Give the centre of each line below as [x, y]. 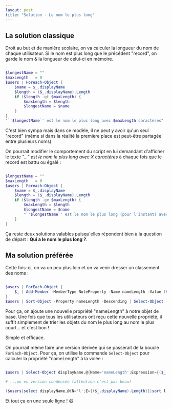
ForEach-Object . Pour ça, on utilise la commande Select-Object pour [78, 353]
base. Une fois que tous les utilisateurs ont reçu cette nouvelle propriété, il [84, 317]
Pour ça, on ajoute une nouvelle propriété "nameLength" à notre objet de [82, 311]
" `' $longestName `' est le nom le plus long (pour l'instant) [90, 214]
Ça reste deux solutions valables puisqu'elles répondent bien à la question [84, 234]
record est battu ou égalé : [33, 162]
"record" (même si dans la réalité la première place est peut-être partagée [83, 136]
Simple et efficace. [25, 338]
